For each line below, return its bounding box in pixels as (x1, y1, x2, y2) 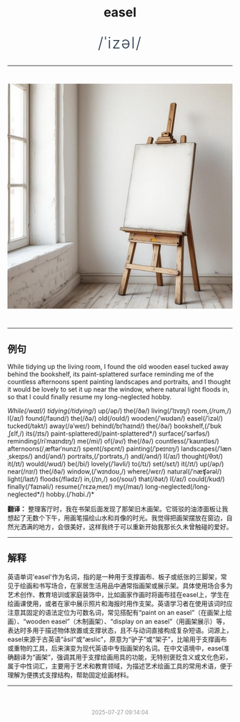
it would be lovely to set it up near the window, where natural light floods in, (7, 385, 230, 393)
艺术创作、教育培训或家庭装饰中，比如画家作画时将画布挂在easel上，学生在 (7, 590, 230, 598)
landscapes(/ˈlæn (181, 444, 232, 453)
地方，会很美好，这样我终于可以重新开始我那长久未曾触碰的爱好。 (38, 523, 233, 531)
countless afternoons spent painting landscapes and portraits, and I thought (7, 378, 231, 386)
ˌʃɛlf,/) (7, 429, 25, 438)
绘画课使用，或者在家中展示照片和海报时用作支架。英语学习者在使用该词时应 (7, 599, 233, 608)
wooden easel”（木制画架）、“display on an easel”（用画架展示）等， (26, 617, 229, 626)
